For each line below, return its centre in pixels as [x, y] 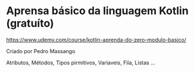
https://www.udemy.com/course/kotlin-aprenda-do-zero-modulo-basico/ [96, 40]
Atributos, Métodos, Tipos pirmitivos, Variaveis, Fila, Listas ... [81, 63]
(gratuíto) [30, 23]
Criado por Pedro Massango [41, 51]
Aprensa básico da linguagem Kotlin [97, 11]
